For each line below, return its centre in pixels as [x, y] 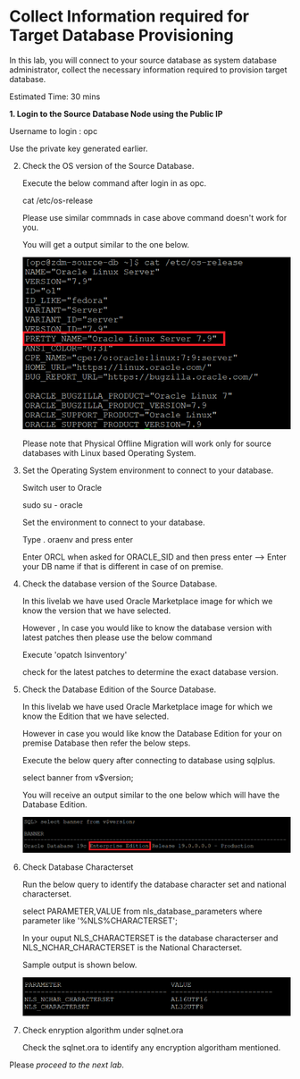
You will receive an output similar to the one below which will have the [151, 795]
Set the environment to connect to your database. [113, 522]
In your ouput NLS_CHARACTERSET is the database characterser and [150, 938]
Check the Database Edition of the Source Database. [119, 689]
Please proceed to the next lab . [67, 1065]
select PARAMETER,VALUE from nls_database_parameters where [142, 911]
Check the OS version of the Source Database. [108, 165]
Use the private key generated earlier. [79, 148]
